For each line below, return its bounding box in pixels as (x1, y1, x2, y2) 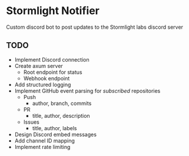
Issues (23, 118, 39, 126)
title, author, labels (32, 124, 77, 131)
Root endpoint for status (23, 69, 82, 76)
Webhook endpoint (23, 74, 70, 82)
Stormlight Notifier (6, 4, 100, 18)
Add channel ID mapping (14, 137, 75, 144)
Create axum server (14, 62, 63, 69)
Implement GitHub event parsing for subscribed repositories (14, 87, 161, 94)
